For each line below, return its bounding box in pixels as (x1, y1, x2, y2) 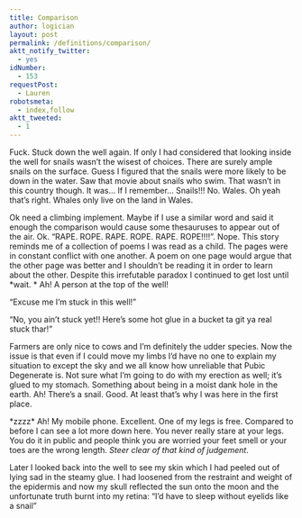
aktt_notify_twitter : (9, 47, 91, 56)
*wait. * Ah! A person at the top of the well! (9, 279, 169, 289)
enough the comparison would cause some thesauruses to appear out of (9, 222, 280, 232)
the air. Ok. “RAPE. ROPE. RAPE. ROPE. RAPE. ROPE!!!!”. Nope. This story (9, 232, 279, 241)
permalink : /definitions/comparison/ (9, 38, 151, 48)
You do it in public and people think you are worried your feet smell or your (9, 435, 288, 446)
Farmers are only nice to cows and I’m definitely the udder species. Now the (9, 341, 293, 351)
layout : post (9, 30, 59, 39)
